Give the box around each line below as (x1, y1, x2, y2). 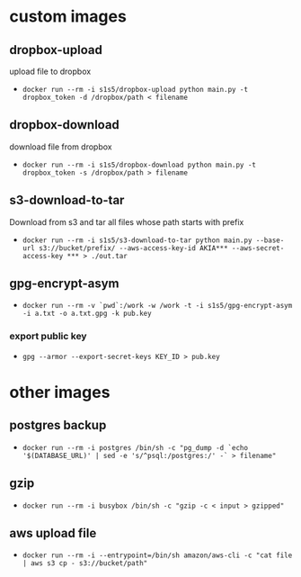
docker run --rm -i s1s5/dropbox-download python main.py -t (22, 160, 257, 169)
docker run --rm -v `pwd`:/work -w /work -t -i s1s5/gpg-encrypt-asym (22, 302, 293, 311)
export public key (9, 330, 87, 343)
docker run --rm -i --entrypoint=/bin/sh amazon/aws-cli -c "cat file (22, 551, 293, 560)
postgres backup (9, 418, 107, 433)
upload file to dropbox (9, 66, 92, 77)
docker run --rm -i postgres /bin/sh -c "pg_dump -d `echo (22, 443, 249, 452)
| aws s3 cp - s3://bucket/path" (22, 559, 148, 568)
